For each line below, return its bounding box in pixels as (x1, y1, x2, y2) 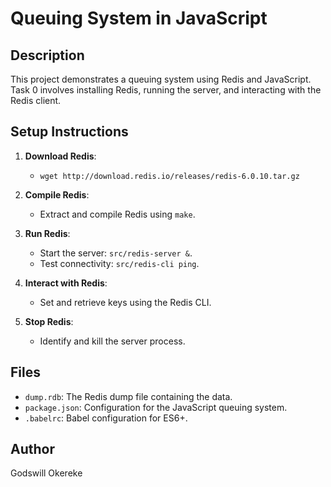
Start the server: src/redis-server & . (39, 247, 193, 259)
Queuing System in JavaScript (10, 7, 268, 30)
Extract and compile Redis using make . (39, 208, 196, 220)
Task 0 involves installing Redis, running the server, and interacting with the (10, 84, 322, 96)
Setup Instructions (10, 123, 129, 141)
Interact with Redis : (24, 277, 108, 289)
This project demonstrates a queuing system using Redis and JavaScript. (10, 73, 312, 85)
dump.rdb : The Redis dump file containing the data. (24, 390, 233, 402)
